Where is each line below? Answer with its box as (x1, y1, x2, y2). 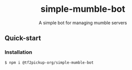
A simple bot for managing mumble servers (39, 20, 127, 26)
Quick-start (4, 34, 41, 42)
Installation (4, 49, 33, 56)
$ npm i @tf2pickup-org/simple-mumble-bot (4, 60, 94, 65)
